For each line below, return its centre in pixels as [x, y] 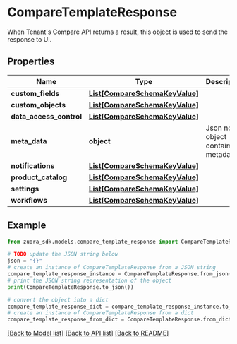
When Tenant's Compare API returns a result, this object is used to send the [117, 32]
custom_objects [38, 105]
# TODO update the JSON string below [63, 254]
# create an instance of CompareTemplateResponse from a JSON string [112, 268]
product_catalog [39, 177]
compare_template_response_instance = [64, 274]
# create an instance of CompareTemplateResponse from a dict [101, 313]
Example [27, 226]
